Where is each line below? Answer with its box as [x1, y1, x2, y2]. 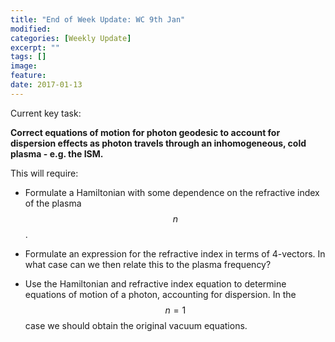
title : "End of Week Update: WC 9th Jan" [10, 14, 186, 25]
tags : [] [10, 52, 47, 62]
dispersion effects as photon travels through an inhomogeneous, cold [10, 137, 307, 149]
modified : [10, 24, 52, 34]
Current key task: [10, 107, 82, 119]
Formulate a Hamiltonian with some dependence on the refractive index [24, 186, 320, 198]
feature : [10, 71, 47, 81]
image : [10, 61, 38, 71]
